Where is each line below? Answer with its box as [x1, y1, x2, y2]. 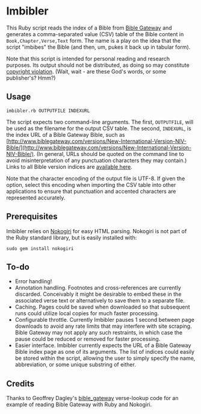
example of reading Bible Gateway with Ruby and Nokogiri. [6, 401, 152, 408]
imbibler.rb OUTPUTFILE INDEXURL [6, 107, 90, 114]
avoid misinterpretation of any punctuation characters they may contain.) [6, 157, 187, 164]
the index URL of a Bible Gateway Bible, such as [6, 131, 125, 138]
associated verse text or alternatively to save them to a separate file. [14, 297, 185, 304]
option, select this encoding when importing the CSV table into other [6, 181, 176, 188]
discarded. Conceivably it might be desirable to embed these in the [14, 290, 182, 298]
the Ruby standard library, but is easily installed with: [6, 234, 137, 241]
